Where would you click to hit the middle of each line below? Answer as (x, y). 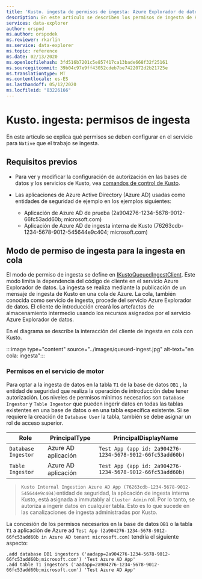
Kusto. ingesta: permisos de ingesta (98, 120)
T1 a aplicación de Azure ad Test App (52, 530)
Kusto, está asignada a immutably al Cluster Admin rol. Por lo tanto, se (108, 499)
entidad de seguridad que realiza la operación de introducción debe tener (97, 391)
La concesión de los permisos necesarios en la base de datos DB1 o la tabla (99, 524)
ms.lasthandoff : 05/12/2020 (41, 85)
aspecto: (17, 543)
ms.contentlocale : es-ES (37, 79)
